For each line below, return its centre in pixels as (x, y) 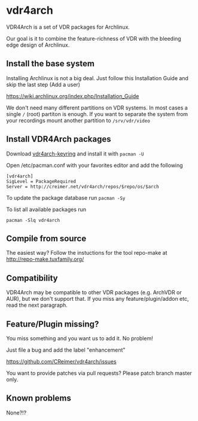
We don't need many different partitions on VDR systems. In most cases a (97, 108)
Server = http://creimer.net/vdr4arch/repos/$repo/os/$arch (83, 187)
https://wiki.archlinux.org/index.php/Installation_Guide (73, 96)
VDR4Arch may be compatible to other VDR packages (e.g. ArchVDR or (94, 292)
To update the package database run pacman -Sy (66, 197)
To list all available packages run (46, 209)
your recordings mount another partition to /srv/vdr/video (78, 120)
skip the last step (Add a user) (43, 84)
